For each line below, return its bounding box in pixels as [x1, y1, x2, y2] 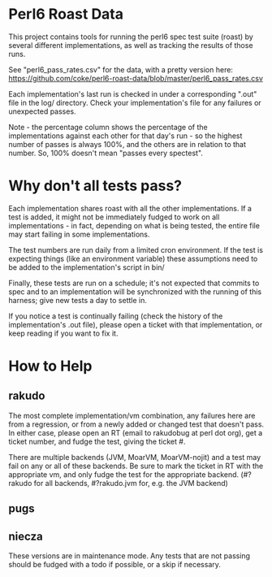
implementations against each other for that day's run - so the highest [8, 131, 243, 141]
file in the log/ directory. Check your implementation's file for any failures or [8, 98, 261, 107]
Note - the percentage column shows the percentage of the [8, 122, 209, 132]
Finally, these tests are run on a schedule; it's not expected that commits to [8, 278, 260, 288]
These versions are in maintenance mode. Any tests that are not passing [8, 551, 250, 561]
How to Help [8, 357, 93, 375]
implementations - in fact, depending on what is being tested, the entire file [8, 220, 260, 230]
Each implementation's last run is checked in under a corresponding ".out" [8, 89, 257, 98]
